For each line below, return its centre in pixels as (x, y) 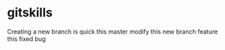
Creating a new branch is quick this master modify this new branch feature (113, 32)
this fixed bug (26, 38)
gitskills (30, 13)
